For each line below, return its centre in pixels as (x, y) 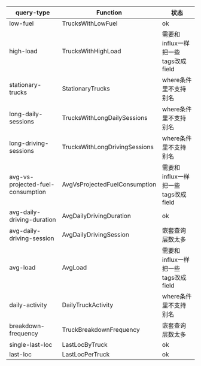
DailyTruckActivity (88, 305)
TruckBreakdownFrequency (101, 330)
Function (109, 13)
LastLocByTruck (85, 345)
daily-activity (28, 305)
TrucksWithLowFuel (90, 23)
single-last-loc (31, 345)
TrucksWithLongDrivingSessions (108, 147)
